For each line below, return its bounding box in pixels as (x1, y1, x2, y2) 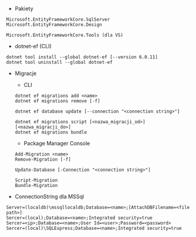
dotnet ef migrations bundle (14, 129, 87, 135)
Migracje (14, 70, 37, 77)
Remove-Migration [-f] (14, 157, 71, 163)
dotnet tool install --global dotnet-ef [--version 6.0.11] (6, 54, 159, 60)
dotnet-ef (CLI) (14, 43, 52, 49)
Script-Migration (14, 177, 58, 183)
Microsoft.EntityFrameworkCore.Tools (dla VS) (6, 32, 124, 38)
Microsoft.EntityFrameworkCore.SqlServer (6, 17, 110, 23)
